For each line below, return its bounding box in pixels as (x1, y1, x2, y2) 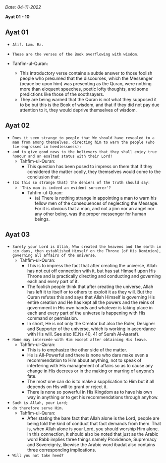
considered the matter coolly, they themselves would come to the (27, 169, 161, 174)
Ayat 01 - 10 (5, 14, 30, 19)
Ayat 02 (5, 121, 30, 130)
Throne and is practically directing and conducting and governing (27, 273, 161, 279)
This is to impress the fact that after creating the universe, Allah (27, 263, 157, 269)
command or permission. (27, 315, 78, 321)
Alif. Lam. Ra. (12, 42, 44, 47)
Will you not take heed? (12, 453, 64, 458)
